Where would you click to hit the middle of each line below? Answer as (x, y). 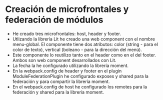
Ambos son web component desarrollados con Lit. (64, 60)
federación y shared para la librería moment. (58, 92)
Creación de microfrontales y (67, 9)
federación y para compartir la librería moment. (61, 81)
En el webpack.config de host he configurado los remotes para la (80, 86)
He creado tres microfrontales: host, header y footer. (67, 33)
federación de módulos (54, 20)
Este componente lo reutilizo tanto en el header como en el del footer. (84, 55)
